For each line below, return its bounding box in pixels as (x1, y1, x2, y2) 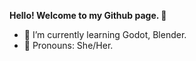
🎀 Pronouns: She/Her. (23, 40, 114, 51)
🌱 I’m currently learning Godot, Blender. (23, 29, 187, 40)
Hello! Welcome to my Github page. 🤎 (9, 10, 167, 21)
